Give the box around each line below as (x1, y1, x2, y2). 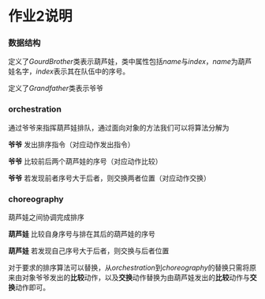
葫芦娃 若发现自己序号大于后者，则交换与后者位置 (8, 246, 170, 255)
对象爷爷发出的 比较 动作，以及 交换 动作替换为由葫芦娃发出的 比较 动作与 (21, 273, 250, 282)
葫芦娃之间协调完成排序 (8, 213, 84, 222)
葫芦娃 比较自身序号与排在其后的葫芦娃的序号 (8, 229, 155, 239)
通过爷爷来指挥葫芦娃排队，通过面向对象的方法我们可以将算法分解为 (8, 123, 230, 132)
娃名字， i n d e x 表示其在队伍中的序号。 (8, 66, 130, 76)
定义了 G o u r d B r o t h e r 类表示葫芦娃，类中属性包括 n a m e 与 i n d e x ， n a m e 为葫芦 (8, 57, 252, 66)
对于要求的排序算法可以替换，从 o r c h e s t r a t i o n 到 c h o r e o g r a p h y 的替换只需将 (8, 263, 250, 273)
